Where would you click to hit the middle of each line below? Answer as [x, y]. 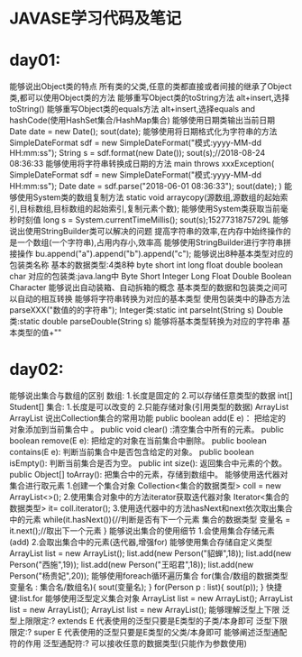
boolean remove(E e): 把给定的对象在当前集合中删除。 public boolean [138, 441]
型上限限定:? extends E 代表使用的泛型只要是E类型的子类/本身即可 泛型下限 [149, 621]
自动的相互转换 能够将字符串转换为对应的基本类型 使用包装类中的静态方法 [153, 299]
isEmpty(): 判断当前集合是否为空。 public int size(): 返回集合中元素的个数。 [148, 463]
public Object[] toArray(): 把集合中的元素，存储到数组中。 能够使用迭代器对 [149, 475]
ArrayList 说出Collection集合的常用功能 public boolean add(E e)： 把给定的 [148, 418]
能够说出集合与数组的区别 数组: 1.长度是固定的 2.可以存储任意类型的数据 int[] [151, 396]
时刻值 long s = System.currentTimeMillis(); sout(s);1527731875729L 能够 [153, 220]
